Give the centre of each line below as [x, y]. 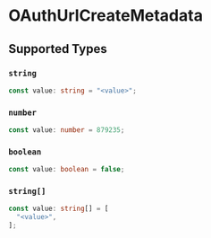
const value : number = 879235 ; [67, 130]
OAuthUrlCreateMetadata [105, 16]
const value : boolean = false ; [67, 170]
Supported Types [58, 49]
